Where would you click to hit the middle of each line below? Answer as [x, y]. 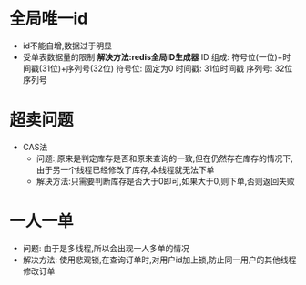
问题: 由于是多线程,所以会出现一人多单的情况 [106, 248]
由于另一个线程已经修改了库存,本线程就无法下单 [125, 169]
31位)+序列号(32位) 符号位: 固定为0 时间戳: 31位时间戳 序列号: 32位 [167, 68]
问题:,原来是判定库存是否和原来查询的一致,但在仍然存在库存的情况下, [164, 158]
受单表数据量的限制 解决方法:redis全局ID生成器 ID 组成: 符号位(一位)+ [153, 56]
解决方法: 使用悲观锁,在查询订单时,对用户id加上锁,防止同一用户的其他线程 [159, 260]
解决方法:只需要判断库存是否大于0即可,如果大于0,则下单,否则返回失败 [166, 181]
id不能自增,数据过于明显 [67, 46]
